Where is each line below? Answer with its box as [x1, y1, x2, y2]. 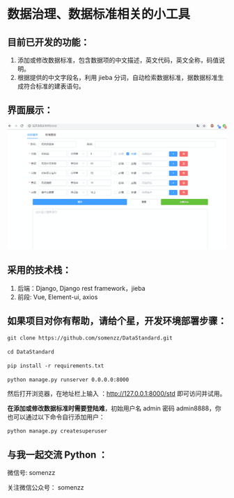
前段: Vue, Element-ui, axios [17, 293, 98, 301]
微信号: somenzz [7, 469, 56, 477]
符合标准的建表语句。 [23, 82, 85, 90]
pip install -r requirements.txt [7, 362, 104, 369]
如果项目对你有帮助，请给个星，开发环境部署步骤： [7, 314, 227, 327]
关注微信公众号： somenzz [7, 483, 84, 492]
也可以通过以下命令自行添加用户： [7, 413, 105, 421]
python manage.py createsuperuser [7, 428, 108, 435]
